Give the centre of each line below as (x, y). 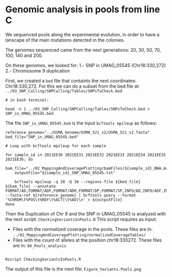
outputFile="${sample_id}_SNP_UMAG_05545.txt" (65, 173)
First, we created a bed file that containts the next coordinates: (71, 81)
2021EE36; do (19, 159)
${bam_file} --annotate (31, 186)
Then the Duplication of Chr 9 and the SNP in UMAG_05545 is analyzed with (86, 213)
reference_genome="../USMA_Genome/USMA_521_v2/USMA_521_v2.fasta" (78, 132)
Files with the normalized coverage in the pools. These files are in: (82, 229)
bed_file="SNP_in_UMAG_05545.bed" (42, 137)
